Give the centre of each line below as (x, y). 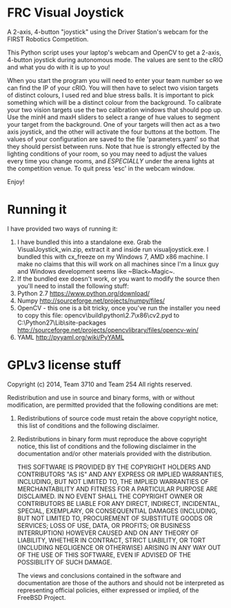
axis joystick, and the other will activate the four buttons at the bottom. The (114, 132)
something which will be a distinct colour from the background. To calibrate (114, 102)
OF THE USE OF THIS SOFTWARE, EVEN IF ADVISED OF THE (104, 555)
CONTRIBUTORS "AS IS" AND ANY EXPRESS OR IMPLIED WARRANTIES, (120, 474)
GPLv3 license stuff (64, 365)
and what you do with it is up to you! (59, 67)
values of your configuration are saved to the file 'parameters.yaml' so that (113, 139)
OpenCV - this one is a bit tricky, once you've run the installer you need (119, 307)
